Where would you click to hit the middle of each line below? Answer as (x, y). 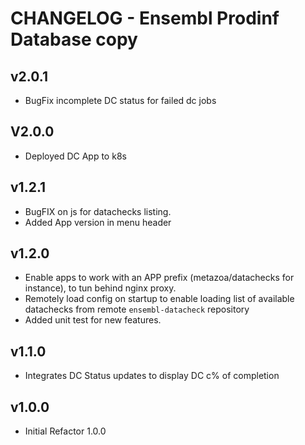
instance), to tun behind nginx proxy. (100, 288)
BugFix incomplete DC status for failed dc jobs (120, 100)
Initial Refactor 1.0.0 (65, 431)
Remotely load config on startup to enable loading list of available (159, 299)
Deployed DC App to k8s (75, 156)
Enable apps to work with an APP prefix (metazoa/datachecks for (159, 278)
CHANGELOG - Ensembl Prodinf (145, 18)
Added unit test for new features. (93, 320)
